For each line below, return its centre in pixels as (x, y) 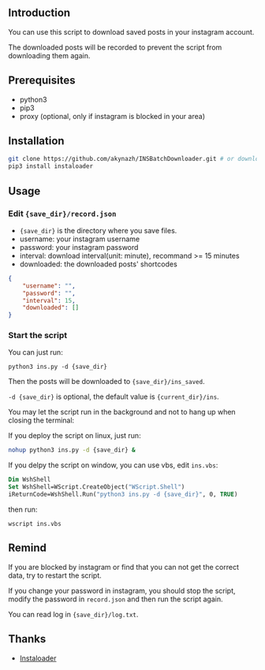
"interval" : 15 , (49, 300)
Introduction (39, 13)
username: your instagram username (80, 239)
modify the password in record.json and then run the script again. (116, 599)
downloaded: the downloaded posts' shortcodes (98, 264)
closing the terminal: (41, 420)
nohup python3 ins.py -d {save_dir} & (72, 450)
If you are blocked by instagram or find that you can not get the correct (123, 567)
